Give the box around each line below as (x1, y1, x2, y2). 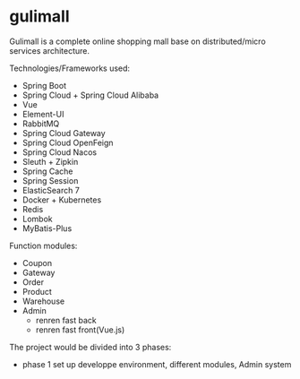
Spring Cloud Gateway (21, 127, 106, 138)
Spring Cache (21, 166, 73, 177)
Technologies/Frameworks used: (9, 63, 131, 73)
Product (21, 286, 52, 297)
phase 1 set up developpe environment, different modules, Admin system (21, 358, 292, 369)
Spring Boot (21, 80, 67, 90)
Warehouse (21, 296, 65, 306)
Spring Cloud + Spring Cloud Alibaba (21, 90, 159, 100)
